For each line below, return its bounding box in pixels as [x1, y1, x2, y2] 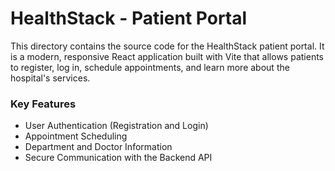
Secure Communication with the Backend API [24, 152, 213, 164]
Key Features [10, 97, 77, 111]
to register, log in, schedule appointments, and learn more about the [10, 61, 290, 73]
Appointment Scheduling [24, 130, 128, 142]
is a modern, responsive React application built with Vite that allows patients [10, 50, 324, 62]
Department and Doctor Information [24, 141, 173, 153]
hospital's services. [10, 72, 91, 84]
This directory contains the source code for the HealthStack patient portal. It [10, 40, 325, 52]
